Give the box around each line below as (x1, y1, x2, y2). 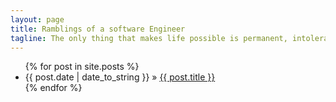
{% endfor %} (24, 82, 83, 94)
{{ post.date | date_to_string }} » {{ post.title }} (24, 71, 216, 83)
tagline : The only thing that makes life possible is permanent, (10, 33, 288, 43)
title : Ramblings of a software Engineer (10, 24, 186, 34)
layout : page (10, 14, 65, 25)
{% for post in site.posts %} (24, 61, 140, 73)
